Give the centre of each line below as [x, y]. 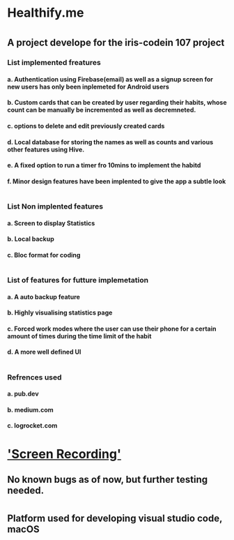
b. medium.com [30, 410]
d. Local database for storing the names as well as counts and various [110, 142]
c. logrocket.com [32, 426]
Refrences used [34, 377]
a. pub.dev [23, 394]
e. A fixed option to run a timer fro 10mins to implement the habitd [104, 165]
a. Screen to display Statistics [51, 223]
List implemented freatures [54, 63]
